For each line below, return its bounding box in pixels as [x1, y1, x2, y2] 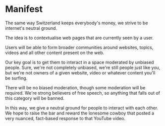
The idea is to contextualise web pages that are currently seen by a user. [5, 35, 154, 41]
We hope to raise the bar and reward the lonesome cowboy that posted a [5, 110, 155, 116]
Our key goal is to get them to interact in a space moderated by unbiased [5, 59, 154, 65]
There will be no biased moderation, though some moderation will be [5, 84, 146, 90]
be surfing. [5, 75, 28, 81]
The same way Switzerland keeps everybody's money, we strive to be [5, 20, 148, 26]
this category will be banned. [5, 95, 64, 101]
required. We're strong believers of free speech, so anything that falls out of [5, 90, 160, 96]
